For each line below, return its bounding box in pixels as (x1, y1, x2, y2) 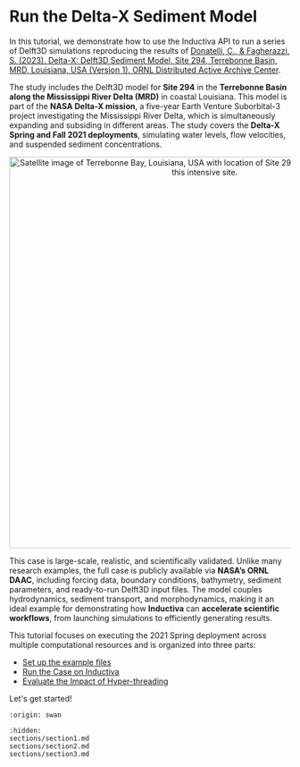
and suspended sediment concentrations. (9, 139, 162, 149)
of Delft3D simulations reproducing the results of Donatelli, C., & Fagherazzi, (9, 45, 290, 55)
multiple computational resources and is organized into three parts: (9, 639, 256, 650)
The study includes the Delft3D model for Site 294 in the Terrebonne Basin (9, 81, 287, 92)
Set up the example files (21, 656, 112, 668)
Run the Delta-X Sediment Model (9, 6, 257, 27)
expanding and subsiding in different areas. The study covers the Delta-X (9, 119, 280, 131)
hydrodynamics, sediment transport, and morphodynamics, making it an (9, 593, 275, 604)
